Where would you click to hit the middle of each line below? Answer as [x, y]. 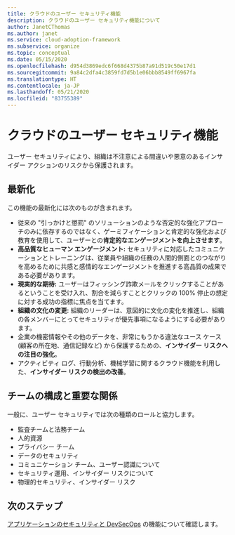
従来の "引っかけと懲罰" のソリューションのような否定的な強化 [108, 223]
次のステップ [35, 506]
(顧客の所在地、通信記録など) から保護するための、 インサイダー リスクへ [122, 345]
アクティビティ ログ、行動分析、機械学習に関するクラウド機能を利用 [116, 363]
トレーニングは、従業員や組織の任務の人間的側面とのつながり [137, 258]
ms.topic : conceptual [39, 53]
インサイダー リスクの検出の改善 [77, 371]
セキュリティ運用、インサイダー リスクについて [86, 473]
